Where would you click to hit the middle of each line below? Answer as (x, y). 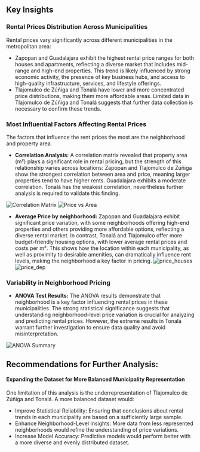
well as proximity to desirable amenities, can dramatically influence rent (103, 254)
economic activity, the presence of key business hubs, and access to (100, 77)
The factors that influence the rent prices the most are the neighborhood (96, 137)
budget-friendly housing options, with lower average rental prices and (101, 242)
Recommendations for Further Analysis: (82, 364)
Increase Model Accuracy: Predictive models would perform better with (103, 436)
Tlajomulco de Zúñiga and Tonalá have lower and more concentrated (99, 90)
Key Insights (30, 10)
